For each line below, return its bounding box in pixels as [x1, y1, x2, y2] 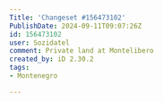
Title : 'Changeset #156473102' [9, 13, 126, 22]
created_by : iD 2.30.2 [9, 55, 94, 64]
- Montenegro [9, 72, 58, 81]
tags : [9, 64, 30, 72]
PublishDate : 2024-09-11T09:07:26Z [9, 21, 142, 30]
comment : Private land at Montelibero [9, 47, 154, 55]
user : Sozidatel [9, 38, 70, 47]
